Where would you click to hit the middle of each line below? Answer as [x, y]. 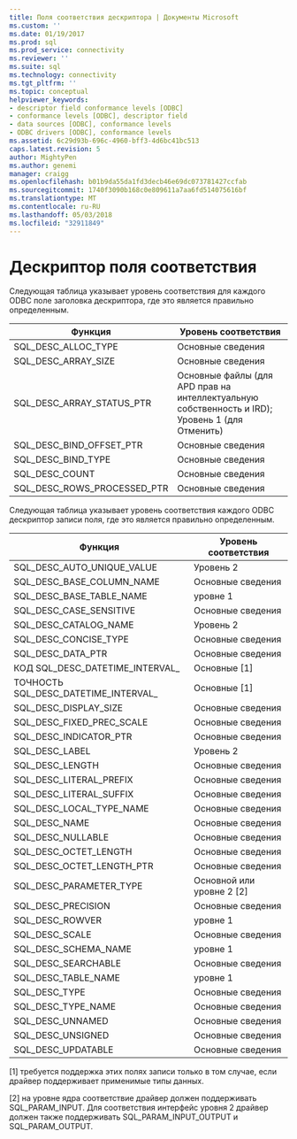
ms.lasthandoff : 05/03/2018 [61, 215]
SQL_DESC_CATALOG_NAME [74, 625]
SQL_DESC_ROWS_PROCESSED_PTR [91, 489]
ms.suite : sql [35, 67]
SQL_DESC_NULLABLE [61, 837]
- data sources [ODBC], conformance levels [91, 125]
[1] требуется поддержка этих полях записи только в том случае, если [143, 1072]
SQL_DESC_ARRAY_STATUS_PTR [83, 404]
